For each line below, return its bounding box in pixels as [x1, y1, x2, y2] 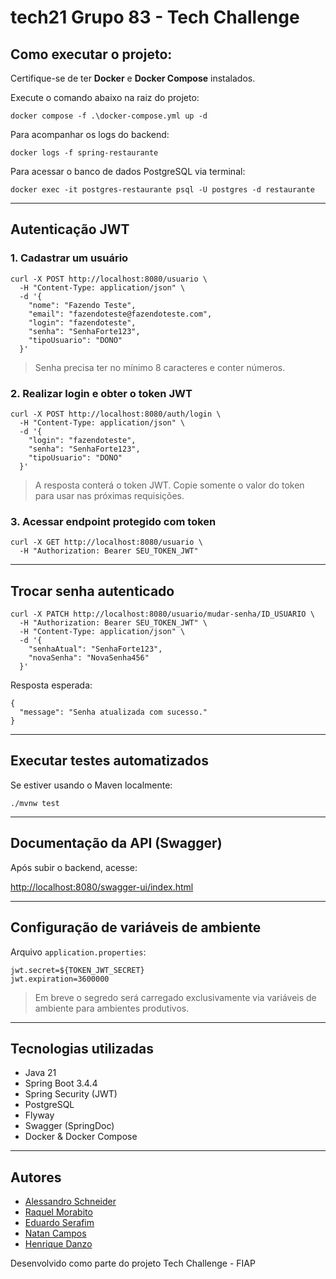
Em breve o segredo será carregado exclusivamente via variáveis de [34, 991, 317, 1003]
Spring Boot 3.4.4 [24, 1077, 98, 1090]
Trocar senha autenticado [10, 582, 175, 600]
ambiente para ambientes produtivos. [34, 1002, 190, 1014]
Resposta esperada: [10, 679, 93, 691]
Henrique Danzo [24, 1238, 93, 1250]
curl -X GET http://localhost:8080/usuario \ [10, 537, 203, 548]
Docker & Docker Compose [24, 1131, 138, 1143]
